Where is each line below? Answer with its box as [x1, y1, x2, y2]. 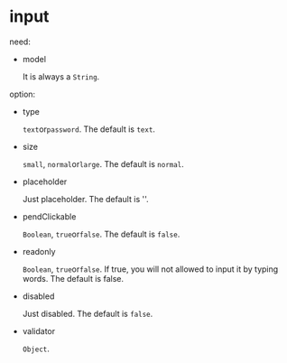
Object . [22, 343, 50, 354]
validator [22, 325, 56, 336]
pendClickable [22, 210, 77, 222]
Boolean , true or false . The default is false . [22, 228, 181, 239]
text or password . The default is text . [22, 124, 156, 135]
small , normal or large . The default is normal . [22, 158, 185, 169]
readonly [22, 246, 56, 256]
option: [9, 88, 36, 99]
